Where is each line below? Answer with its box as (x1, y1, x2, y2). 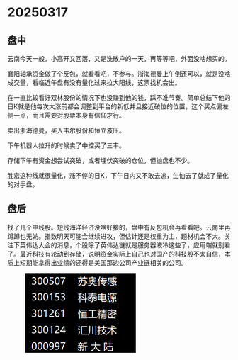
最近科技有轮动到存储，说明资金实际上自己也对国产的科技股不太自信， (19, 249, 225, 258)
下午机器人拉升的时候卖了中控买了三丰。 (7, 141, 125, 150)
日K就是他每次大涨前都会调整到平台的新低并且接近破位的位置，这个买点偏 (7, 102, 223, 111)
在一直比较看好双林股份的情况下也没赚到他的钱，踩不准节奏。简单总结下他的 (7, 94, 231, 101)
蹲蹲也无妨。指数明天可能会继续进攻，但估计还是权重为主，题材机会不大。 (7, 232, 225, 240)
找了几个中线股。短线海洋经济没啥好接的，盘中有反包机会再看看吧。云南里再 (7, 223, 231, 231)
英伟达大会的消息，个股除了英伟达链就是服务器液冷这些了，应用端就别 (19, 240, 225, 249)
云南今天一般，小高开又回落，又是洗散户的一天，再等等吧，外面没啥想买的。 (7, 55, 231, 62)
